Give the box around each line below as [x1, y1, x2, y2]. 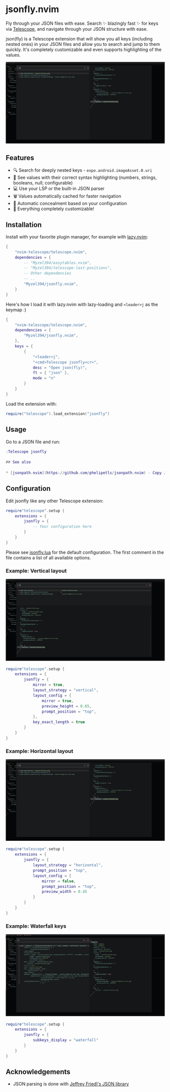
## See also [6, 460, 31, 465]
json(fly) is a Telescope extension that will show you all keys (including [6, 35, 153, 41]
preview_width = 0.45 [41, 889, 87, 894]
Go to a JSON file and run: [6, 439, 61, 445]
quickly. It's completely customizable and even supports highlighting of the [6, 46, 162, 53]
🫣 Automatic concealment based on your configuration [13, 201, 127, 207]
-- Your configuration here [32, 524, 92, 529]
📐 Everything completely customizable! [13, 206, 95, 212]
